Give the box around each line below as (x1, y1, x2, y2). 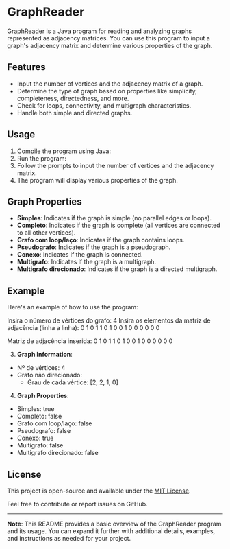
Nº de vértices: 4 (16, 364, 66, 372)
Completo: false (16, 412, 62, 421)
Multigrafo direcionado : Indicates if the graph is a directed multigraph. (16, 265, 218, 273)
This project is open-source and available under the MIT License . (7, 487, 191, 495)
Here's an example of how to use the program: (7, 303, 138, 312)
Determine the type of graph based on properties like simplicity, (16, 86, 197, 95)
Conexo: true (16, 434, 54, 443)
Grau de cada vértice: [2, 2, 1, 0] (27, 378, 118, 386)
